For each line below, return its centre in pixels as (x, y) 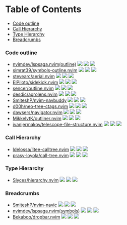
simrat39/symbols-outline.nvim (45, 70)
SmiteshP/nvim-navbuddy (40, 100)
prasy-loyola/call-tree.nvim (41, 155)
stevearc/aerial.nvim (34, 77)
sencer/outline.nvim (33, 88)
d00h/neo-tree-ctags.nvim (40, 106)
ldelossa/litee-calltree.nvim (41, 149)
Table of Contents (43, 9)
